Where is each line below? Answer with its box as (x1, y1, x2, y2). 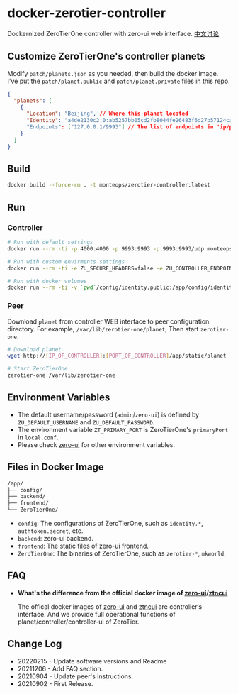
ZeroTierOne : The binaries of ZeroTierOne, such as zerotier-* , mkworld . (17, 549, 226, 558)
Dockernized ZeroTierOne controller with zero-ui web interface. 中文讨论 (7, 29, 220, 38)
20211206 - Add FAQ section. (17, 664, 103, 673)
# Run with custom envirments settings (7, 258, 125, 265)
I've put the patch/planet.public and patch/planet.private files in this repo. (7, 77, 230, 85)
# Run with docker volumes (7, 277, 87, 285)
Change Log (7, 638, 62, 650)
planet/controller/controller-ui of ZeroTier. (17, 617, 140, 626)
